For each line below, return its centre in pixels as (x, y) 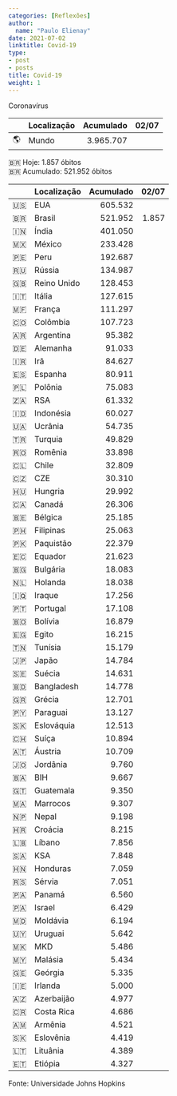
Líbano (47, 842)
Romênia (51, 452)
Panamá (50, 894)
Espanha (51, 374)
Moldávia (52, 920)
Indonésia (53, 413)
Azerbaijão (55, 998)
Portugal (50, 608)
